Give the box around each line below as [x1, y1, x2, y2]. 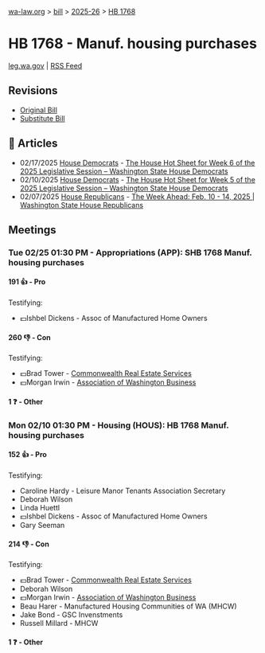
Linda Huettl [19, 503, 60, 512]
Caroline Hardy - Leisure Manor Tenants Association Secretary [19, 486, 226, 495]
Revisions [8, 84, 58, 98]
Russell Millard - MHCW [19, 619, 99, 628]
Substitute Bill [19, 113, 65, 123]
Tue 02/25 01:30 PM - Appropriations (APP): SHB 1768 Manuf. [8, 247, 252, 258]
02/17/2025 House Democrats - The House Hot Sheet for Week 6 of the [19, 158, 255, 167]
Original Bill [19, 105, 58, 115]
